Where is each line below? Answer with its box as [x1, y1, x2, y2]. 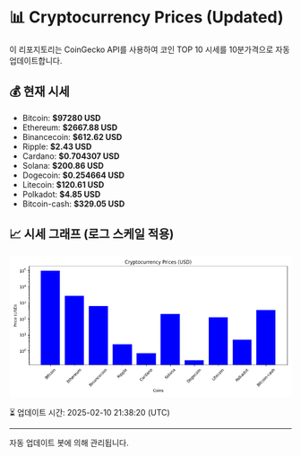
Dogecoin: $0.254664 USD [21, 170, 125, 180]
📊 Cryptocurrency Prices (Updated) [9, 7, 284, 28]
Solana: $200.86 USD [21, 160, 105, 171]
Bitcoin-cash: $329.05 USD [21, 198, 125, 209]
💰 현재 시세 [9, 84, 70, 100]
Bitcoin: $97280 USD [21, 112, 101, 123]
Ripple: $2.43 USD [21, 141, 92, 152]
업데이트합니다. [9, 55, 63, 66]
